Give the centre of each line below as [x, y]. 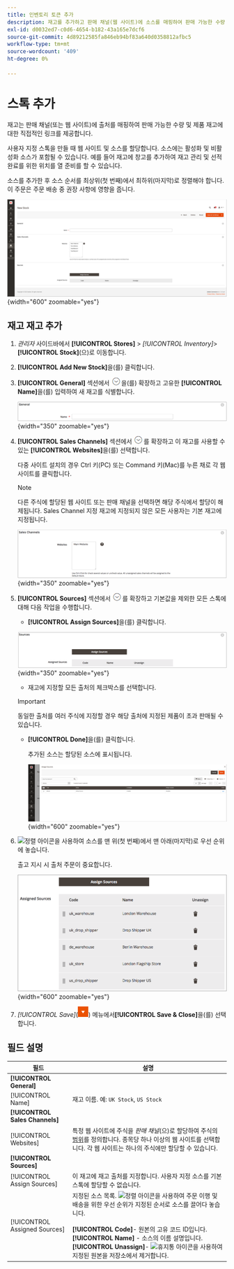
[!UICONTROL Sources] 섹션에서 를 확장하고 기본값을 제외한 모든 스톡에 [122, 598]
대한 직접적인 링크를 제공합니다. [50, 133]
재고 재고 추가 [35, 326]
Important [31, 701]
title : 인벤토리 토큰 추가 [40, 15]
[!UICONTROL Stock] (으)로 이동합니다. [72, 352]
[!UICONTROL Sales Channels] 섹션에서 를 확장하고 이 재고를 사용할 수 [121, 441]
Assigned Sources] [37, 1229]
